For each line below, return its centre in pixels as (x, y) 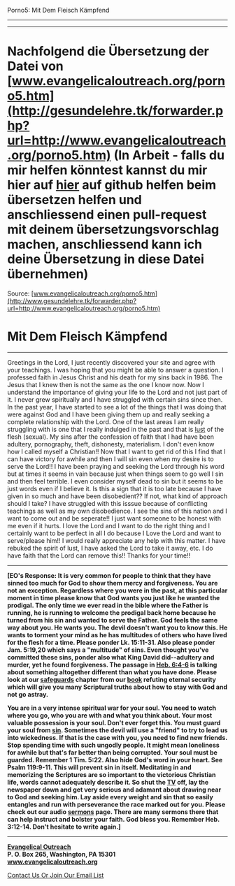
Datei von (36, 66)
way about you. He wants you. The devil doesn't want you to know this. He (117, 627)
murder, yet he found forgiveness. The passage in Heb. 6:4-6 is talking (112, 664)
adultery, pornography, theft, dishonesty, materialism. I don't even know (111, 444)
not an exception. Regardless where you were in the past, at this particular (117, 590)
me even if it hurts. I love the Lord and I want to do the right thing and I (108, 525)
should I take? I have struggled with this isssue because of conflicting (107, 503)
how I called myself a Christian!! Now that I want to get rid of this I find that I (116, 451)
